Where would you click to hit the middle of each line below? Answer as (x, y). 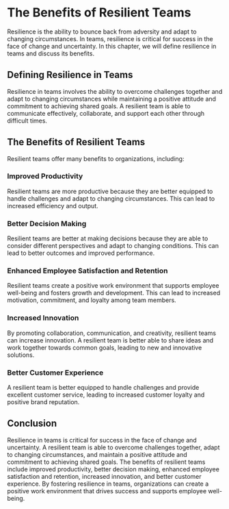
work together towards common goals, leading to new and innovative (105, 347)
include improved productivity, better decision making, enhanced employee (113, 469)
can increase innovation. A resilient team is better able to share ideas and (110, 340)
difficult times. (27, 121)
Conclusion (32, 424)
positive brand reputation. (43, 402)
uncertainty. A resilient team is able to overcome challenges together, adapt (113, 447)
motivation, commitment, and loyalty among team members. (92, 300)
